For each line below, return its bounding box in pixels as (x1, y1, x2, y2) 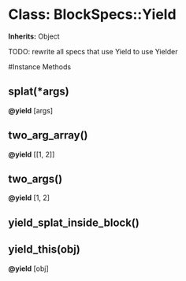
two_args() (8, 172, 63, 186)
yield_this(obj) (8, 242, 80, 257)
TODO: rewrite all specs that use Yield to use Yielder (8, 46, 179, 56)
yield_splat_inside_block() (8, 216, 139, 229)
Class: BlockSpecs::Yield (8, 6, 177, 24)
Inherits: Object (8, 31, 61, 41)
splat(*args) (8, 85, 69, 98)
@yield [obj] (8, 264, 49, 273)
